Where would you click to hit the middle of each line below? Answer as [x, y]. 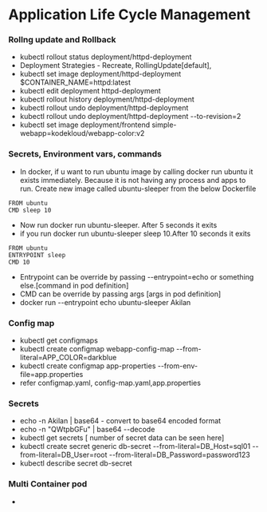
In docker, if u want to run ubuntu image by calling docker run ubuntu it [136, 171]
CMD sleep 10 [30, 210]
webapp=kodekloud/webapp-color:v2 [82, 133]
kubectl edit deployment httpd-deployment [90, 91]
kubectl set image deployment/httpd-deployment [100, 74]
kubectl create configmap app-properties [88, 366]
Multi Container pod [48, 484]
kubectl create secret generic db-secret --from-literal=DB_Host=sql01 [135, 447]
